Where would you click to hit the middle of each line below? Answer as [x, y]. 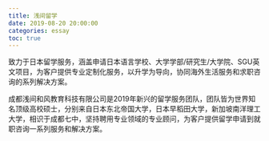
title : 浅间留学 [33, 16]
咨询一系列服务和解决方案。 [60, 129]
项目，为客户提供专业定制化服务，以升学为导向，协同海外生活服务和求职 [134, 72]
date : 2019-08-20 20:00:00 [53, 23]
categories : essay [39, 30]
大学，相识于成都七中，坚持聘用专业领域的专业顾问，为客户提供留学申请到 [131, 119]
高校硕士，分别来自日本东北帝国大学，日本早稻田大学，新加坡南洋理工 [145, 109]
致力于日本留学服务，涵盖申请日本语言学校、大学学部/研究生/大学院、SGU [130, 62]
